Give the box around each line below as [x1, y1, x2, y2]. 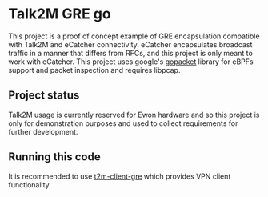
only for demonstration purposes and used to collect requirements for [8, 118, 238, 128]
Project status [8, 89, 80, 103]
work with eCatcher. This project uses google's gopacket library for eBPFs [8, 57, 254, 66]
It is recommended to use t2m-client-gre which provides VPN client [8, 171, 231, 181]
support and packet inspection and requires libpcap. [8, 65, 181, 74]
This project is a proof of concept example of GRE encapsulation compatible [8, 31, 260, 41]
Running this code [8, 150, 102, 164]
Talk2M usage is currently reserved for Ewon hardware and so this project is [8, 110, 260, 119]
